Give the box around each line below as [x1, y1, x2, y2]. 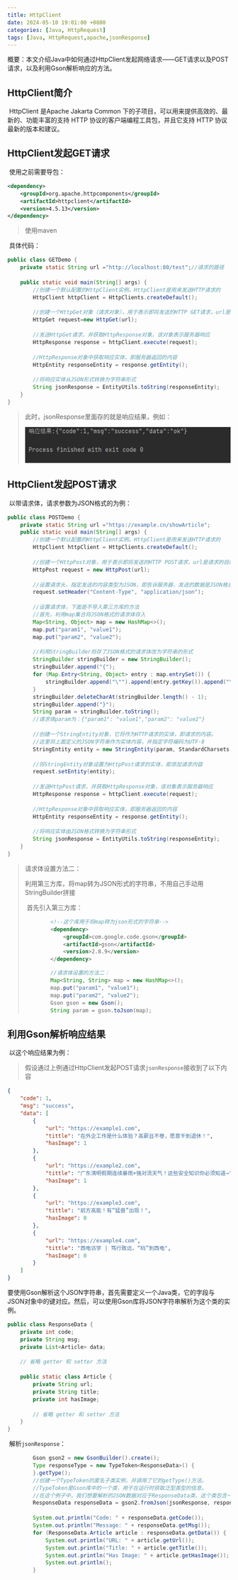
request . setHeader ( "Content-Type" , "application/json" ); [33, 589, 204, 596]
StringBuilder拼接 [24, 888, 76, 897]
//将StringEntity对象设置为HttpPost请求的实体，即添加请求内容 [33, 761, 203, 768]
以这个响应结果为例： [8, 1049, 72, 1057]
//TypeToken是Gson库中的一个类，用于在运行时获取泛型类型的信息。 [33, 1484, 208, 1491]
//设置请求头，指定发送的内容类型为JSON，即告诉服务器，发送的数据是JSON [33, 581, 223, 588]
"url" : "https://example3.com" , [45, 1200, 141, 1207]
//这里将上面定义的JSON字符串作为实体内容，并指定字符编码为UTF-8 [33, 738, 205, 745]
